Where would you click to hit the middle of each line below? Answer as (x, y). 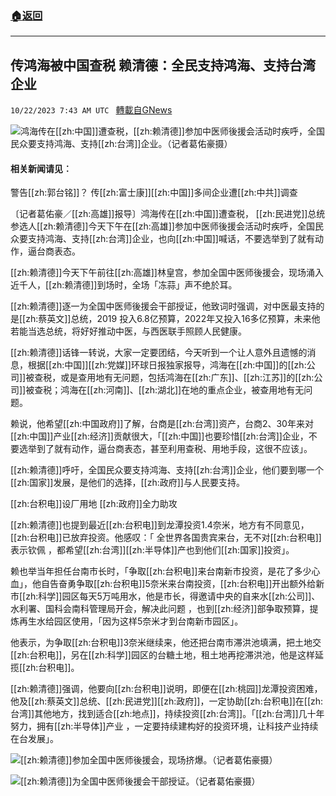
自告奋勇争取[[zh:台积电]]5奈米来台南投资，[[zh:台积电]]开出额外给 (178, 584)
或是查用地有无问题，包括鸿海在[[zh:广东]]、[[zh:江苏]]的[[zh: (187, 378)
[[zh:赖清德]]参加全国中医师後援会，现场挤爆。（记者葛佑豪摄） (149, 760)
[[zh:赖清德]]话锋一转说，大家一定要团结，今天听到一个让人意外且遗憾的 (159, 353)
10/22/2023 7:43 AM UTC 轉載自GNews (91, 110)
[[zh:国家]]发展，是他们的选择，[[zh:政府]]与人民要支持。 (127, 483)
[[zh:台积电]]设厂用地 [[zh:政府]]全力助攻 (94, 504)
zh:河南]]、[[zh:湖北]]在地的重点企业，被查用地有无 (199, 390)
